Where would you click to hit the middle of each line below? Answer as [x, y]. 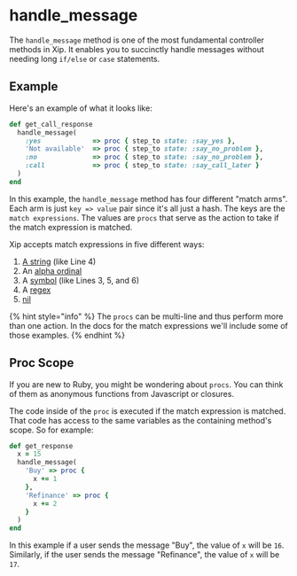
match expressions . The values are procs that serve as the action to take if [144, 217]
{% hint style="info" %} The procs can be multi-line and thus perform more [146, 316]
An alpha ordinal [52, 270]
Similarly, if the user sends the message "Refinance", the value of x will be [145, 555]
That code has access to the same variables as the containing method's [141, 420]
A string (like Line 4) [59, 261]
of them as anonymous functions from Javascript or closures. [122, 393]
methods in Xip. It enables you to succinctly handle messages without [137, 49]
